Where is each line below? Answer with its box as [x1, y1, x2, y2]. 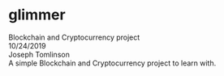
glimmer [8, 6, 67, 24]
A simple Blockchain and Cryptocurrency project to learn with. [8, 58, 217, 68]
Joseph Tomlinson [8, 49, 71, 59]
